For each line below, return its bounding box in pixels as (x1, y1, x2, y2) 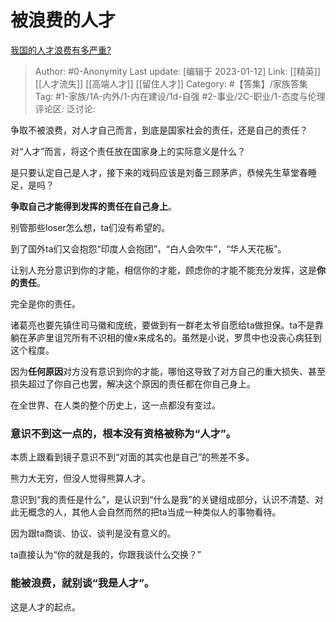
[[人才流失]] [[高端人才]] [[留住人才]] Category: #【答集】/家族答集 (34, 77, 308, 90)
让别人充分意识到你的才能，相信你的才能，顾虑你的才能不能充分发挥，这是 (10, 264, 317, 276)
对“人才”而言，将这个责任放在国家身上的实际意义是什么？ (10, 145, 247, 157)
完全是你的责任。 (10, 297, 81, 310)
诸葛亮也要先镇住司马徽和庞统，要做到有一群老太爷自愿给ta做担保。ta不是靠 (10, 319, 325, 331)
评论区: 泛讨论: (34, 102, 96, 115)
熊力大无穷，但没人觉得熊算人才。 (10, 472, 151, 485)
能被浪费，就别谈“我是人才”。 (10, 576, 155, 590)
